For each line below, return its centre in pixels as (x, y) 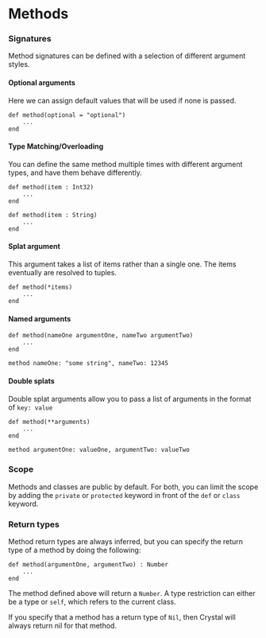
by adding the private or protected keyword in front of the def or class (124, 495)
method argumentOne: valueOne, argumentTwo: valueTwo (99, 449)
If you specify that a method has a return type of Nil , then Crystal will (122, 617)
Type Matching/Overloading (56, 146)
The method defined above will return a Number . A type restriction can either (132, 593)
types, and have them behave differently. (75, 173)
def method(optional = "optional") (67, 115)
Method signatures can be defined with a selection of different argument (127, 56)
